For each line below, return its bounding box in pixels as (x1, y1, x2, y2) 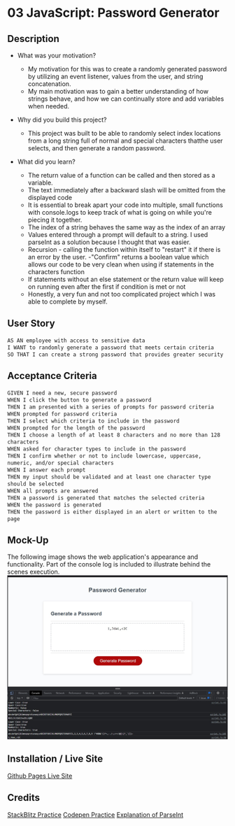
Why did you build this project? (17, 115, 107, 124)
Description (7, 33, 59, 45)
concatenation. (27, 80, 71, 88)
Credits (7, 792, 41, 804)
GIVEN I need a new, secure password (7, 390, 117, 397)
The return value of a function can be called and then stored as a (27, 171, 215, 179)
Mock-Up (7, 534, 49, 546)
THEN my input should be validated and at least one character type (7, 473, 211, 480)
